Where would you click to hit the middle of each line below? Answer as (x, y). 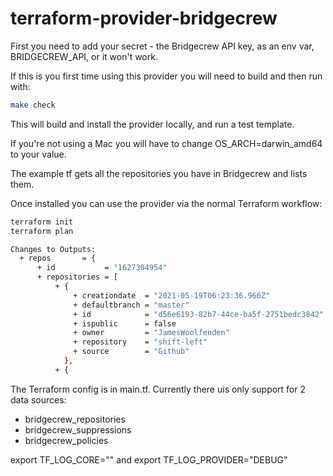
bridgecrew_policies (66, 440)
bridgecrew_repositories (75, 419)
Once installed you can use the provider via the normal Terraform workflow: (166, 203)
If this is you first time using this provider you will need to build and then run (166, 76)
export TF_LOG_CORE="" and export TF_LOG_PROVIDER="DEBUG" (149, 459)
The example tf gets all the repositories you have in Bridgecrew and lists (159, 173)
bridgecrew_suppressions (78, 429)
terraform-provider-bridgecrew (144, 18)
